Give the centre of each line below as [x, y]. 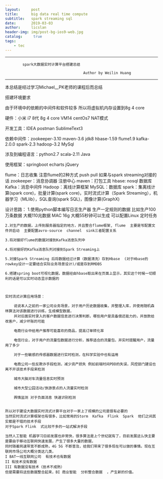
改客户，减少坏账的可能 [25, 321]
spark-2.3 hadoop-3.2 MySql [45, 144]
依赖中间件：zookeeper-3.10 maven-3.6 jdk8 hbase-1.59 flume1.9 [70, 138]
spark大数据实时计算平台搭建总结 [51, 64]
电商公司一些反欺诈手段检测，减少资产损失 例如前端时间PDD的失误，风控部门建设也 [85, 364]
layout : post [23, 9]
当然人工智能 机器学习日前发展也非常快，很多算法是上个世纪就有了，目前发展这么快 [76, 436]
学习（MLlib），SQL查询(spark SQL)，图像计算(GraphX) [64, 199]
